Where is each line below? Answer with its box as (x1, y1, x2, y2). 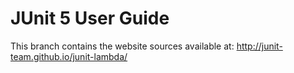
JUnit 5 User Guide (10, 7, 170, 30)
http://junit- (236, 40, 283, 52)
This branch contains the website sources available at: (10, 40, 235, 52)
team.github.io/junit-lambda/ (10, 50, 128, 62)
